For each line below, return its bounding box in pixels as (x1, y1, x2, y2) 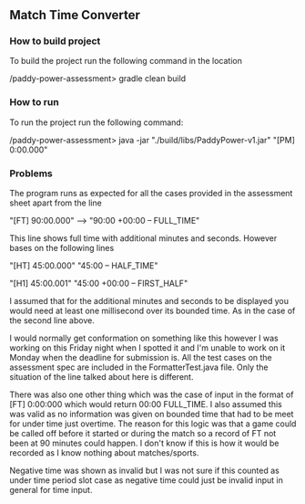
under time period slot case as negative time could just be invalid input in (9, 475, 284, 486)
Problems (9, 167, 53, 180)
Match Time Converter (9, 7, 141, 23)
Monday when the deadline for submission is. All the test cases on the (9, 352, 273, 363)
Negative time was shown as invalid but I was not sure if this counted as (9, 465, 280, 477)
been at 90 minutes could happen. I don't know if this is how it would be (9, 437, 280, 449)
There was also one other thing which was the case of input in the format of (9, 389, 294, 400)
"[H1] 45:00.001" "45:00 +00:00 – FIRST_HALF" (9, 278, 188, 289)
